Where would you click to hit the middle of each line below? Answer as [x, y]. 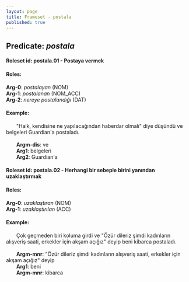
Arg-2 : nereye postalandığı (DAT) [46, 99]
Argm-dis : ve [33, 144]
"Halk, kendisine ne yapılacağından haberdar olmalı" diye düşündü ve [100, 126]
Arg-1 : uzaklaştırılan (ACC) [38, 209]
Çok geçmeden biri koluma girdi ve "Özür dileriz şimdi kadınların [94, 235]
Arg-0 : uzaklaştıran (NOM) [39, 203]
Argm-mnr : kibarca [40, 273]
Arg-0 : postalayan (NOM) [37, 87]
